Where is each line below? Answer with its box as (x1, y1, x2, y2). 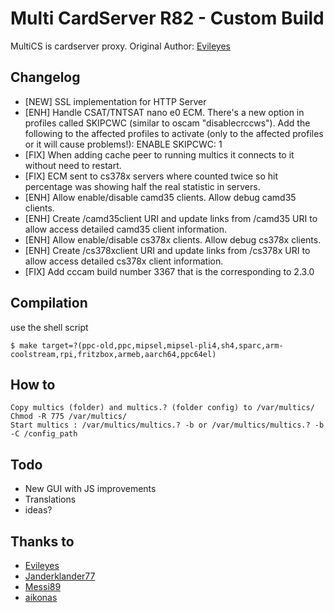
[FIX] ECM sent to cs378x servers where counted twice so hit (24, 170, 279, 182)
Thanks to (10, 533, 75, 550)
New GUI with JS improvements (24, 483, 157, 495)
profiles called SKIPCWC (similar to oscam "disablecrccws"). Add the (24, 117, 311, 129)
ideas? (24, 504, 53, 516)
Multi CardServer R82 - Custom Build (10, 7, 325, 30)
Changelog (10, 69, 81, 86)
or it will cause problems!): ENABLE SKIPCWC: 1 (24, 138, 223, 150)
